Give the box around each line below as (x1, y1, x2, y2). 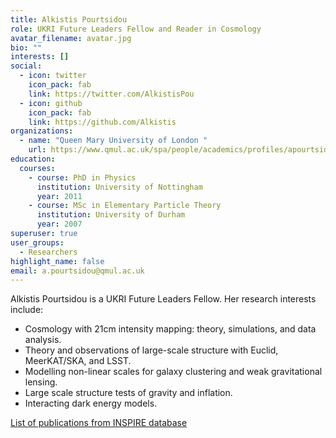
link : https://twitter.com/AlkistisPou (28, 89, 195, 99)
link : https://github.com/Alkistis (28, 117, 177, 127)
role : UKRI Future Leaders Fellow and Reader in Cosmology (10, 24, 262, 34)
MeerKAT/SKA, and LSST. (24, 355, 132, 367)
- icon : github (19, 98, 83, 108)
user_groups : (10, 237, 65, 248)
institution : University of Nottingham (36, 182, 203, 192)
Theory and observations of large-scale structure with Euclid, (24, 344, 279, 356)
